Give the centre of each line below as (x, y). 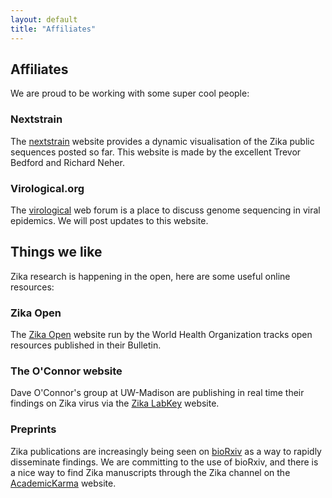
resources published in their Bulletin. (86, 345)
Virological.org (47, 188)
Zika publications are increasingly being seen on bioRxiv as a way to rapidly (166, 451)
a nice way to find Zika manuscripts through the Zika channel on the (150, 472)
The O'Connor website (66, 371)
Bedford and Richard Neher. (67, 162)
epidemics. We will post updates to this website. (109, 220)
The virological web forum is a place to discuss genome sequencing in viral (165, 210)
